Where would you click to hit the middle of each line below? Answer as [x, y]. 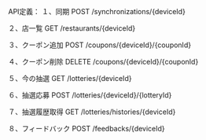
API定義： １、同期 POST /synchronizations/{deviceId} [97, 11]
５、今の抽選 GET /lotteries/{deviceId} [70, 78]
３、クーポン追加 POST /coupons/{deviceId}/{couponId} [99, 45]
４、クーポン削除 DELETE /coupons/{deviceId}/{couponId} [103, 62]
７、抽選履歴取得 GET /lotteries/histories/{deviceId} [92, 112]
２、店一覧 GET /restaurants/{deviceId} [72, 28]
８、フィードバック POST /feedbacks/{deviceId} [86, 129]
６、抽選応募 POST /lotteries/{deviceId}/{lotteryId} [90, 95]
